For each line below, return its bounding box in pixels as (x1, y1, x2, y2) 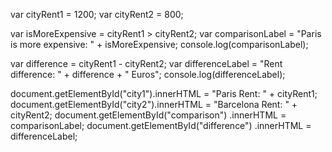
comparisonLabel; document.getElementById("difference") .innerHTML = (10, 120, 312, 131)
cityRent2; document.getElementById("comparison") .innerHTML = (10, 109, 287, 121)
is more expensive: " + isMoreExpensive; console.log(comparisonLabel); (10, 39, 309, 50)
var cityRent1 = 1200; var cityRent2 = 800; (10, 9, 184, 20)
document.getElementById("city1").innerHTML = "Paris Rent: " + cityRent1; (10, 88, 318, 99)
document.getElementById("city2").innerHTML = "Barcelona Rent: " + (10, 99, 298, 110)
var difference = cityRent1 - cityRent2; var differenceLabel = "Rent (10, 58, 283, 69)
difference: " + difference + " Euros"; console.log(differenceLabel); (10, 69, 286, 80)
